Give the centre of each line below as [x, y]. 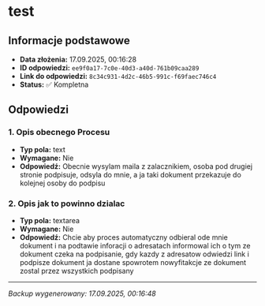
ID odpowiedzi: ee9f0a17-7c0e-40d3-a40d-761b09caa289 [109, 68]
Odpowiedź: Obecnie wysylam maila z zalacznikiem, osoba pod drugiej [136, 166]
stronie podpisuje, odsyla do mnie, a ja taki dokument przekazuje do [131, 174]
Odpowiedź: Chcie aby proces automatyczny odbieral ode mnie [124, 237]
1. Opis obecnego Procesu [59, 132]
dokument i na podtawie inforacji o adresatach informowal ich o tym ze [135, 245]
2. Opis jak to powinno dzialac [67, 203]
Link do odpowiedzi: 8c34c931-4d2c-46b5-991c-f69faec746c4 [118, 76]
